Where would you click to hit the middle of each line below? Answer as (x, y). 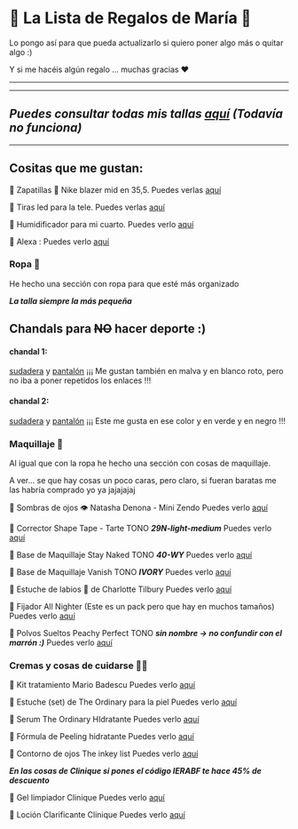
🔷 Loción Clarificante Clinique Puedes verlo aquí (98, 815)
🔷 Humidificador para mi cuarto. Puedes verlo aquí (102, 224)
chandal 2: (29, 401)
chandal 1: (28, 351)
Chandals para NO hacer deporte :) (108, 329)
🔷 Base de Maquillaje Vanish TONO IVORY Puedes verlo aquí (120, 571)
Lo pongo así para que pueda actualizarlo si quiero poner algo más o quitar (146, 43)
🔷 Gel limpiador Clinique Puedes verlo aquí (87, 798)
